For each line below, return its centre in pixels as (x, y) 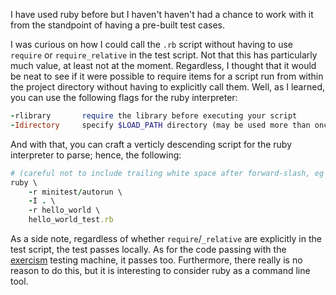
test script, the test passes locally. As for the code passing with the (148, 249)
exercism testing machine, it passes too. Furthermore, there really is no (156, 260)
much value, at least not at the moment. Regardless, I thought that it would (163, 65)
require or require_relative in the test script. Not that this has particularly (164, 55)
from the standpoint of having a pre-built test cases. (118, 25)
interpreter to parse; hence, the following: (96, 155)
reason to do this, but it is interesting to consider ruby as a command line (160, 270)
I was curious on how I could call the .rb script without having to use (151, 44)
